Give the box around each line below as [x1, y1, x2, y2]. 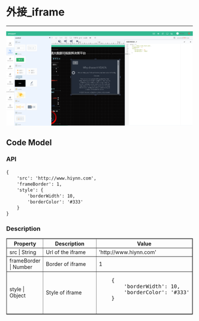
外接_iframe [6, 5, 65, 19]
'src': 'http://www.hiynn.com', [17, 175, 97, 181]
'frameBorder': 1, [17, 181, 62, 187]
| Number [9, 264, 33, 271]
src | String [9, 248, 37, 255]
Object [9, 292, 26, 299]
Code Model [6, 137, 52, 147]
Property [14, 240, 37, 247]
